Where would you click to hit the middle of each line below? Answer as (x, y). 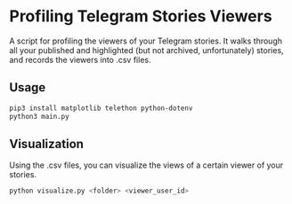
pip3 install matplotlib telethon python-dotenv (101, 108)
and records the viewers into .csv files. (80, 59)
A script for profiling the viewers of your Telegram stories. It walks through (146, 41)
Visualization (47, 144)
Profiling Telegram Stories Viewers (141, 16)
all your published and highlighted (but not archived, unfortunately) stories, (146, 50)
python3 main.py (39, 116)
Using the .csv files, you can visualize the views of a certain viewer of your (146, 165)
